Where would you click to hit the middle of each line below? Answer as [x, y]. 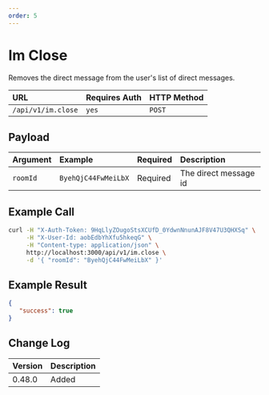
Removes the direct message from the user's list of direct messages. [122, 78]
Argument [32, 159]
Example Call [41, 212]
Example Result [48, 285]
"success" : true [46, 311]
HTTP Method [177, 97]
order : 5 [23, 16]
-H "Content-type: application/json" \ [92, 245]
